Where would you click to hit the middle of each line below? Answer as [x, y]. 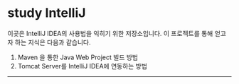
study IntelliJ [47, 13]
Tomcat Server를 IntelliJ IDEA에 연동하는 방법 [83, 66]
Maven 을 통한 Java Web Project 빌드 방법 [78, 57]
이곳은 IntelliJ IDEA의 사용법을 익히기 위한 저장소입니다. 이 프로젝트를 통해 [110, 33]
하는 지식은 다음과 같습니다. [53, 42]
